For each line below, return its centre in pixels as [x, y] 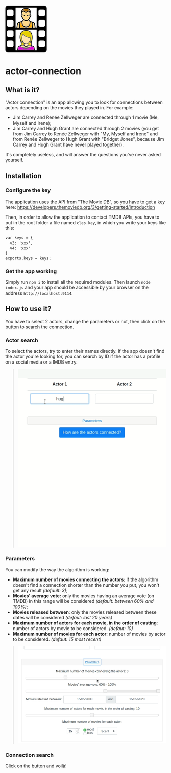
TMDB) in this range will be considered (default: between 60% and [83, 601]
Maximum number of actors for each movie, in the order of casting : [85, 623]
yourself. [15, 160]
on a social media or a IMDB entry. [41, 362]
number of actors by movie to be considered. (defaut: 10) [73, 628]
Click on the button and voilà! [36, 766]
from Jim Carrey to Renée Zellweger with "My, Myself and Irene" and [85, 134]
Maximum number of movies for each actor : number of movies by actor [89, 634]
